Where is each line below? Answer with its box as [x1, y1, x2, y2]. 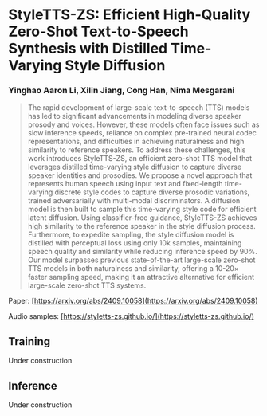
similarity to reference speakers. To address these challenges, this [27, 145, 246, 155]
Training [8, 335, 51, 348]
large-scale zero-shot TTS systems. [27, 281, 147, 290]
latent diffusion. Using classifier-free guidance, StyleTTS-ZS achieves [27, 213, 257, 222]
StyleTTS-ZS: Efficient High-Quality [8, 6, 251, 24]
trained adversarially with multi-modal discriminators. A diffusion [27, 196, 241, 206]
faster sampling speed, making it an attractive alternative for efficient [27, 273, 255, 282]
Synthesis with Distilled [8, 40, 168, 57]
